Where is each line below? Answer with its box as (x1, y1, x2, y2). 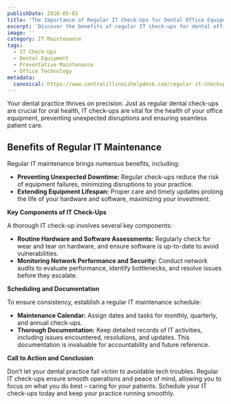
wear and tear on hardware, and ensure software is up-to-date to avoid (16, 242, 219, 251)
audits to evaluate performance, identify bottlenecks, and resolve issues (16, 264, 222, 273)
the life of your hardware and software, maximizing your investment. (16, 195, 211, 203)
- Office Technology (13, 67, 72, 74)
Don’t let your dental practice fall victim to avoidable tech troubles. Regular (7, 368, 219, 376)
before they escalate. (16, 271, 78, 279)
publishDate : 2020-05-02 (7, 10, 78, 17)
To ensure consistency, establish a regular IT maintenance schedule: (7, 298, 201, 306)
